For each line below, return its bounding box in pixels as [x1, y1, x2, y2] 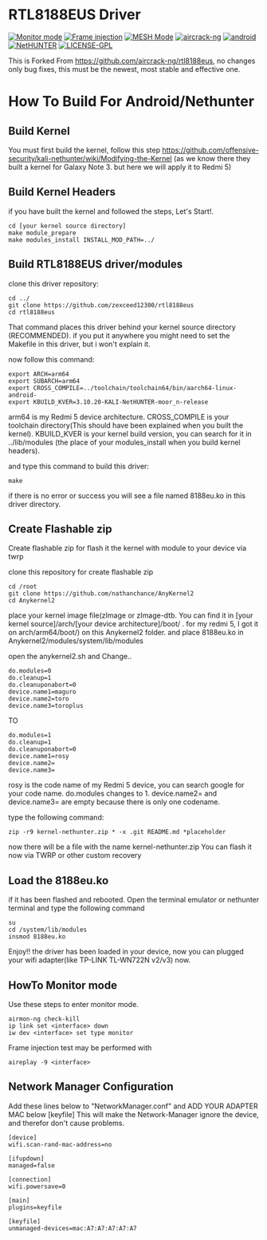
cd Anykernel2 [8, 597, 56, 605]
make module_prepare [8, 229, 77, 237]
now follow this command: [8, 354, 95, 364]
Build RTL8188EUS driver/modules [8, 258, 183, 271]
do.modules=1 [8, 732, 52, 740]
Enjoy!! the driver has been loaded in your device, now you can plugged [8, 947, 245, 957]
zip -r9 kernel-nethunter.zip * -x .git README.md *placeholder [8, 828, 226, 836]
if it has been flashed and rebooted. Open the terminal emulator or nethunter [8, 895, 260, 905]
